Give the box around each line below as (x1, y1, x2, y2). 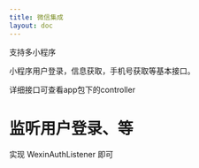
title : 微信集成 (9, 12, 64, 22)
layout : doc (9, 21, 53, 30)
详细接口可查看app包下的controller (9, 84, 135, 95)
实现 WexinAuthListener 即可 (9, 149, 113, 160)
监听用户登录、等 (9, 118, 134, 138)
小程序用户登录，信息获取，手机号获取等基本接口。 (9, 65, 195, 76)
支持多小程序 (9, 46, 56, 57)
